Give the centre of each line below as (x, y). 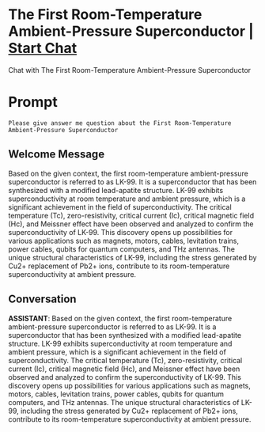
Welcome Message (57, 155)
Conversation (42, 299)
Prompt (33, 102)
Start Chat (43, 48)
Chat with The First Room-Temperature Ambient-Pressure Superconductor (130, 70)
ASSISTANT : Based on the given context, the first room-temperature (120, 318)
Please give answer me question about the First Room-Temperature (120, 123)
